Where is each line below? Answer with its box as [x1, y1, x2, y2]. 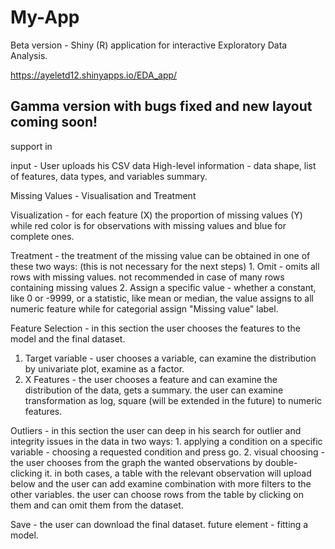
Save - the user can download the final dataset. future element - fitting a [10, 518, 309, 530]
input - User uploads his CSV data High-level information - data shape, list [10, 159, 317, 171]
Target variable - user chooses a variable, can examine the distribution [24, 352, 317, 364]
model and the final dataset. [10, 332, 126, 345]
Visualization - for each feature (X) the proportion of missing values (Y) [10, 209, 303, 221]
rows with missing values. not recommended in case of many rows [10, 271, 285, 283]
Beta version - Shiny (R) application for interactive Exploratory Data [10, 39, 288, 51]
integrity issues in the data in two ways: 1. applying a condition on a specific [10, 435, 323, 447]
